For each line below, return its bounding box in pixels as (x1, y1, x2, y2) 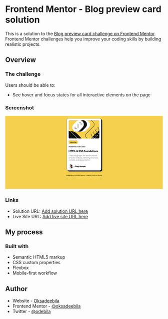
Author (5, 285, 27, 293)
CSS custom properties (12, 260, 61, 266)
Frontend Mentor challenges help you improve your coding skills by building (5, 36, 161, 42)
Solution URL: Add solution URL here (12, 208, 88, 214)
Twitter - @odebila (12, 309, 51, 314)
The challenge (5, 71, 41, 78)
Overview (5, 56, 36, 64)
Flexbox (12, 265, 29, 271)
